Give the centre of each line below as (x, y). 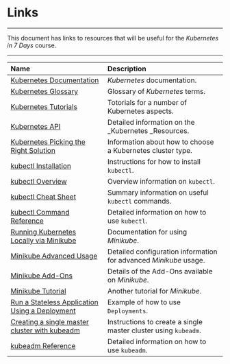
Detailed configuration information (162, 252)
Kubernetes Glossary (44, 91)
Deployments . (128, 311)
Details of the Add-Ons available (160, 271)
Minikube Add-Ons (42, 276)
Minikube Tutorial (38, 291)
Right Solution (33, 150)
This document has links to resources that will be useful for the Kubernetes (113, 38)
